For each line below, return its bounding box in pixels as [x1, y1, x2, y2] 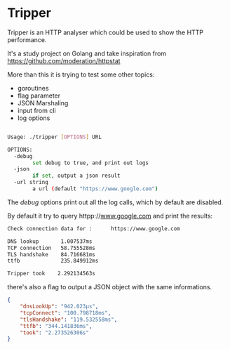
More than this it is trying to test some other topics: [7, 70, 155, 79]
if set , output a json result [32, 172, 121, 180]
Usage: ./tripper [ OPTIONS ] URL [7, 133, 102, 140]
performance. [7, 35, 47, 44]
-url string [13, 179, 49, 186]
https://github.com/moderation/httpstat [7, 56, 121, 65]
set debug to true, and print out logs [32, 159, 149, 166]
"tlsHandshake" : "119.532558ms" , [20, 316, 118, 323]
